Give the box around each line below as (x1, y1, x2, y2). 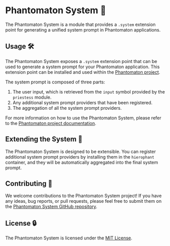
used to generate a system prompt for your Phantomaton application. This (5, 64, 160, 70)
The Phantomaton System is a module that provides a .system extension (5, 21, 156, 27)
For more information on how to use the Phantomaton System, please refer (5, 114, 161, 121)
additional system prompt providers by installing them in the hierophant (5, 153, 155, 160)
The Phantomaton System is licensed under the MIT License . (5, 235, 132, 241)
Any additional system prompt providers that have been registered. (12, 99, 153, 106)
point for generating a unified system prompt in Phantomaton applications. (5, 26, 161, 33)
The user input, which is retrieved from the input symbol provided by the (12, 88, 165, 95)
